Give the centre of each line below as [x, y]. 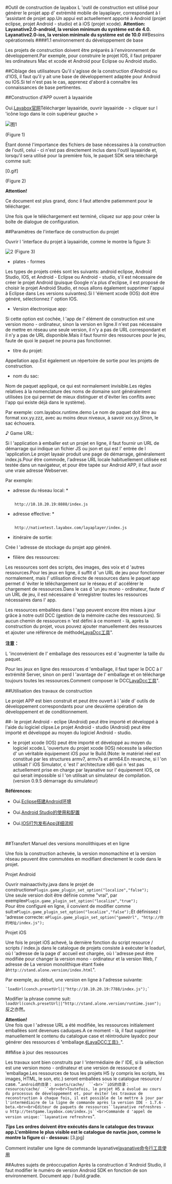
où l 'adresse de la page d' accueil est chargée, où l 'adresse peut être [80, 953]
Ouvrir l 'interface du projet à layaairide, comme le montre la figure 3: [78, 242]
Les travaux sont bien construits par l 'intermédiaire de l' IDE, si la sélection [84, 1062]
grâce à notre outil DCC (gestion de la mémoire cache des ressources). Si [83, 615]
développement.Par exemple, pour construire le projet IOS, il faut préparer [83, 56]
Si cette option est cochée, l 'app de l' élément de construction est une [80, 319]
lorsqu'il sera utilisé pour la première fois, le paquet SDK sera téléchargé [82, 156]
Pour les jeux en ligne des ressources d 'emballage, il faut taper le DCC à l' [84, 669]
